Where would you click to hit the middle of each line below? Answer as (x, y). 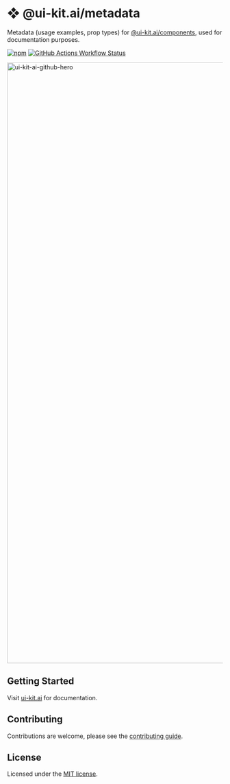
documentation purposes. (43, 39)
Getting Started (41, 681)
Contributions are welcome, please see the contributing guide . (95, 736)
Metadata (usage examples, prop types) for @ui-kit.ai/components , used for (115, 32)
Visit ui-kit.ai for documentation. (52, 697)
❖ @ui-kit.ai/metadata (74, 13)
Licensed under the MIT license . (52, 774)
